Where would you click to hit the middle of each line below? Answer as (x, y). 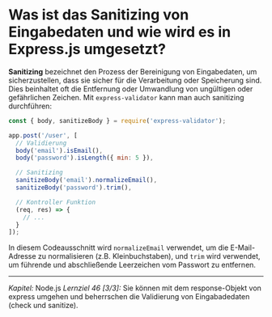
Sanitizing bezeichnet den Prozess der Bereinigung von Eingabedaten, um (133, 71)
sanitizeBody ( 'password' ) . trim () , (74, 188)
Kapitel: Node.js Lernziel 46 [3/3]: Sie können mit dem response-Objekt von (135, 288)
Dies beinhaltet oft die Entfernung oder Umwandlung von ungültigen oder (131, 89)
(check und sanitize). (43, 306)
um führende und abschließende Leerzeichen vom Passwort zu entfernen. (132, 265)
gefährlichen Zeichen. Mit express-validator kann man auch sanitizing (126, 97)
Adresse (22, 256)
